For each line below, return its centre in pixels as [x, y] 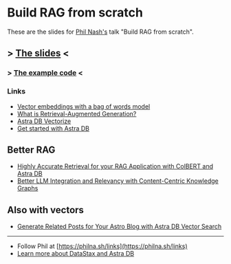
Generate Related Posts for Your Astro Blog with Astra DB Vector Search [119, 227]
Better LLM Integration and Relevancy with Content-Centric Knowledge [118, 181]
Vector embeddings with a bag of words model [84, 106]
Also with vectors [46, 210]
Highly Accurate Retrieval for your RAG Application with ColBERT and [115, 166]
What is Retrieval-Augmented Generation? [77, 113]
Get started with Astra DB [53, 128]
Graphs [27, 188]
